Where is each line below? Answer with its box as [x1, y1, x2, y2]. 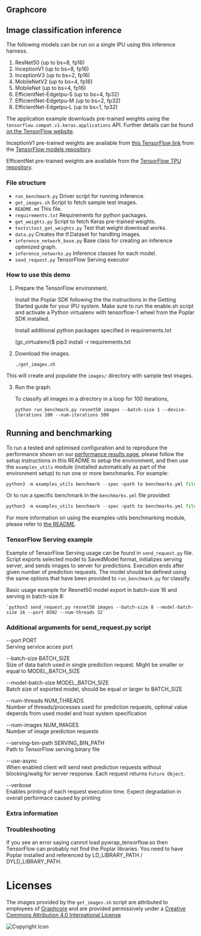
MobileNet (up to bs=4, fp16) [14, 84, 86, 92]
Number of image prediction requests [6, 727, 99, 735]
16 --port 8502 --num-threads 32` [19, 609, 106, 615]
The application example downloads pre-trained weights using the [6, 115, 170, 122]
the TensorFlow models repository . [6, 146, 92, 153]
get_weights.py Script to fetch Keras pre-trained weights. [14, 218, 157, 225]
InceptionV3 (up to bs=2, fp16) [14, 72, 90, 79]
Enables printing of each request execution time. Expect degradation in [6, 788, 181, 795]
